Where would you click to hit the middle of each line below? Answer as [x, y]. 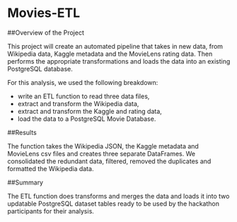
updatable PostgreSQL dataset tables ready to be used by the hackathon [113, 204]
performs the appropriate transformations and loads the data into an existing [119, 61]
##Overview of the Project [46, 33]
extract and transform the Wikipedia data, [78, 103]
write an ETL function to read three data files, [83, 96]
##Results [22, 132]
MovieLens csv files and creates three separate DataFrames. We [102, 153]
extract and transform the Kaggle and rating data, [90, 111]
